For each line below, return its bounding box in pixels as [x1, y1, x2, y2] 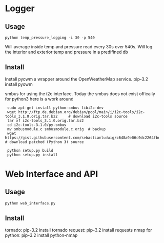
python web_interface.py [5, 201, 56, 205]
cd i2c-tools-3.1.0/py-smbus [7, 122, 67, 127]
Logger [5, 3, 35, 14]
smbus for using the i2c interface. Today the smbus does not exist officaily [5, 91, 155, 97]
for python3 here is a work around [5, 96, 74, 101]
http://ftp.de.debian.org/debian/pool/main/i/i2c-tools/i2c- [18, 109, 145, 115]
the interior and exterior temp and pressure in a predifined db [5, 49, 128, 55]
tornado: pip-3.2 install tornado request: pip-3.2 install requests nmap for [5, 227, 152, 233]
